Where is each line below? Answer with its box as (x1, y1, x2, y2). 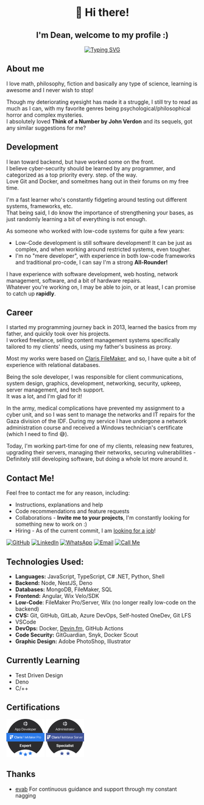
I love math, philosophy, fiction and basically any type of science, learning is (6, 79, 198, 87)
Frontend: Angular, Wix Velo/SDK (15, 592, 99, 600)
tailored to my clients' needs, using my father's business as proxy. (6, 343, 172, 351)
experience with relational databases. (6, 362, 100, 369)
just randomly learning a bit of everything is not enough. (6, 215, 147, 222)
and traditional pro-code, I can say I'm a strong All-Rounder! (15, 258, 168, 266)
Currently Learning (6, 655, 80, 666)
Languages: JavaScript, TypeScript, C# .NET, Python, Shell (15, 573, 165, 580)
